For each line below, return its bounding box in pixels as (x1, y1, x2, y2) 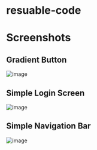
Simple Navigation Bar (6, 121, 91, 131)
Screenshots (6, 31, 71, 45)
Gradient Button (6, 54, 67, 65)
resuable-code (6, 4, 81, 17)
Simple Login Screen (6, 88, 85, 98)
